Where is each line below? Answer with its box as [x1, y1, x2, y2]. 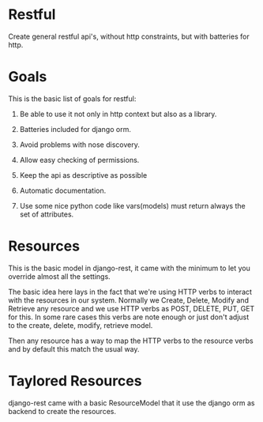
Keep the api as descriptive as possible [19, 170, 148, 179]
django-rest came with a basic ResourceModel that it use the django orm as [8, 398, 255, 408]
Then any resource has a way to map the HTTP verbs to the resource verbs [8, 336, 254, 345]
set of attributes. [19, 209, 74, 219]
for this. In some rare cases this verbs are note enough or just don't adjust [8, 312, 250, 322]
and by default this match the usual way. [8, 344, 140, 353]
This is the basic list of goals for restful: [8, 93, 137, 104]
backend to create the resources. [8, 406, 117, 416]
